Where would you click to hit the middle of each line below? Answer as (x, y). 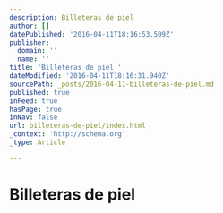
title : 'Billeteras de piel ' (66, 68)
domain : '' (38, 51)
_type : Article (38, 142)
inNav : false (34, 117)
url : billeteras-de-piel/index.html (77, 126)
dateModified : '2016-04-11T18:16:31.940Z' (90, 76)
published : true (39, 92)
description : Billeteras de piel (72, 17)
